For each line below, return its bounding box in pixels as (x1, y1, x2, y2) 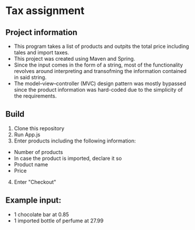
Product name (13, 161, 48, 168)
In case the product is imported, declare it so (13, 155, 122, 162)
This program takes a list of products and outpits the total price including (13, 43, 189, 50)
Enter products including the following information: (13, 137, 136, 144)
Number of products (13, 148, 64, 155)
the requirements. (13, 92, 57, 99)
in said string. (13, 74, 47, 81)
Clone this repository (13, 124, 65, 132)
